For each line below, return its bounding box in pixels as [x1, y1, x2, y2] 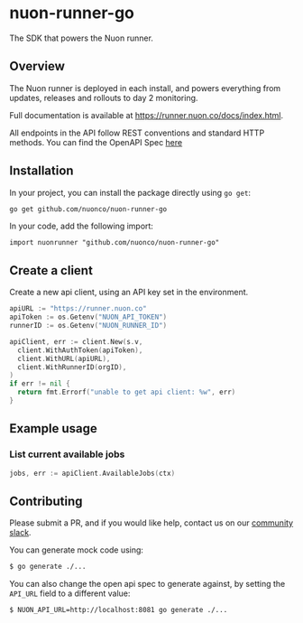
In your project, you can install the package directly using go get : [9, 187, 251, 198]
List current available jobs [9, 448, 125, 460]
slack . [9, 527, 32, 538]
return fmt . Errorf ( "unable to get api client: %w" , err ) [17, 387, 236, 397]
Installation [9, 163, 74, 179]
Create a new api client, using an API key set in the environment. [9, 287, 249, 298]
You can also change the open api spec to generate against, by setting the [9, 579, 286, 590]
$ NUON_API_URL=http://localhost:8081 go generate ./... [9, 606, 228, 615]
